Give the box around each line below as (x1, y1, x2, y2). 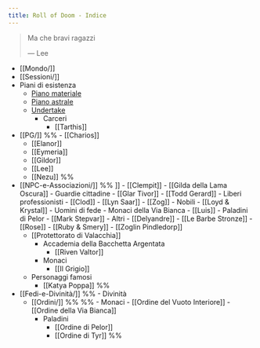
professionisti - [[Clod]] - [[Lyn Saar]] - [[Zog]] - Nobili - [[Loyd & (19, 197, 229, 207)
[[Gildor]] (31, 155, 61, 165)
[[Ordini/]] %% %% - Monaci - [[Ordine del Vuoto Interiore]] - (31, 297, 231, 306)
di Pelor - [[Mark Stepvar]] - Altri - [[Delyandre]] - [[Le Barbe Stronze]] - (19, 214, 253, 223)
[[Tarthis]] (54, 122, 88, 131)
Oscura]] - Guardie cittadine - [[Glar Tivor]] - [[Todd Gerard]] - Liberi (19, 189, 242, 198)
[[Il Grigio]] (54, 264, 90, 273)
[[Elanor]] (31, 138, 63, 148)
